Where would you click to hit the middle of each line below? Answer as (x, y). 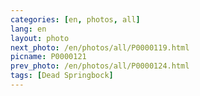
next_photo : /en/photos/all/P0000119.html (100, 47)
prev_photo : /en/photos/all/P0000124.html (100, 66)
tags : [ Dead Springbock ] (62, 76)
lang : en (28, 29)
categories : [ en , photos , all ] (75, 19)
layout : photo (40, 38)
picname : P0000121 (48, 57)
